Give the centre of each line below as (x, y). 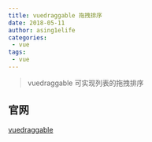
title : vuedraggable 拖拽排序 (55, 15)
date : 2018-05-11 (37, 23)
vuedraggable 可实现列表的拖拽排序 (85, 83)
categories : (28, 37)
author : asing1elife (42, 30)
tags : (17, 52)
